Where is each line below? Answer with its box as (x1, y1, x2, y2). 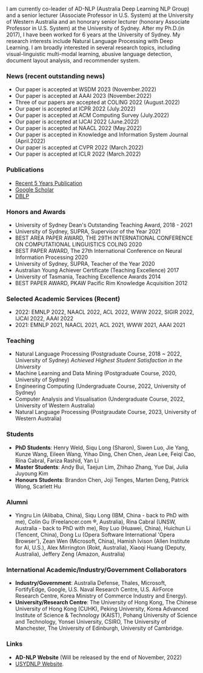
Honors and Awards (6, 207, 66, 216)
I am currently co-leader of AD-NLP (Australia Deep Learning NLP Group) (6, 5, 190, 12)
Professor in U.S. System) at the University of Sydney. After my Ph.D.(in (6, 24, 185, 32)
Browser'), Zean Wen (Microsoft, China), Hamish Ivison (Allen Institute (15, 537, 190, 545)
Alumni (6, 498, 28, 506)
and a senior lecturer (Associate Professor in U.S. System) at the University (6, 12, 194, 19)
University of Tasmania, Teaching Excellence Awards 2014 (15, 273, 161, 280)
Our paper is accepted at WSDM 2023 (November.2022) (15, 86, 156, 93)
